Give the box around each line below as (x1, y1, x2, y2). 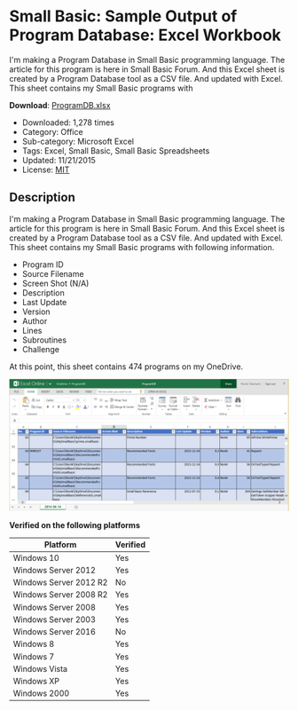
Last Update (21, 296, 67, 307)
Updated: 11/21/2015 (21, 154, 96, 165)
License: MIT (21, 164, 70, 175)
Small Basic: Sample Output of (9, 6, 238, 27)
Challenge (21, 343, 60, 354)
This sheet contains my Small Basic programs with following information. (9, 241, 275, 252)
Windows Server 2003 (12, 614, 96, 625)
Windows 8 (12, 639, 55, 650)
